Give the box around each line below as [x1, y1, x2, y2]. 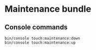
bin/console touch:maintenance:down [4, 36, 80, 41]
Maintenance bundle [4, 3, 92, 15]
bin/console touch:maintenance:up [4, 40, 76, 45]
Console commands [4, 23, 68, 31]
